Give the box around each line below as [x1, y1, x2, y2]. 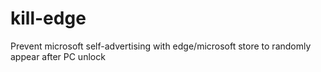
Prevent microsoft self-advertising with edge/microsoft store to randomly [10, 40, 312, 52]
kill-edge [10, 7, 87, 30]
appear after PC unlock [10, 50, 106, 62]
